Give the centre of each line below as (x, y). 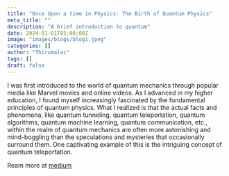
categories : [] (29, 46)
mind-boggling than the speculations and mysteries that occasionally (106, 137)
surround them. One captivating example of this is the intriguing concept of (114, 144)
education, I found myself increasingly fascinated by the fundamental (106, 100)
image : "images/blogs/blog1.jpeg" (57, 40)
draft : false (26, 65)
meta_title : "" (29, 20)
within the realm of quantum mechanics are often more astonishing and (109, 129)
